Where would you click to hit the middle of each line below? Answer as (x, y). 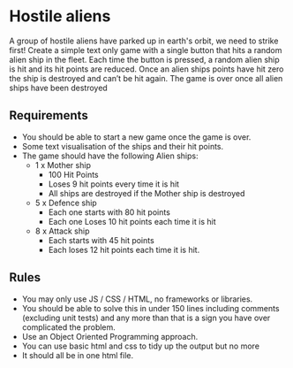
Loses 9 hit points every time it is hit (113, 184)
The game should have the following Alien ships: (110, 156)
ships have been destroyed (58, 88)
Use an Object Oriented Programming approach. (110, 336)
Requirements (49, 115)
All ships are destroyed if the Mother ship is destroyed (146, 193)
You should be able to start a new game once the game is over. (136, 137)
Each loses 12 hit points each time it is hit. (124, 249)
